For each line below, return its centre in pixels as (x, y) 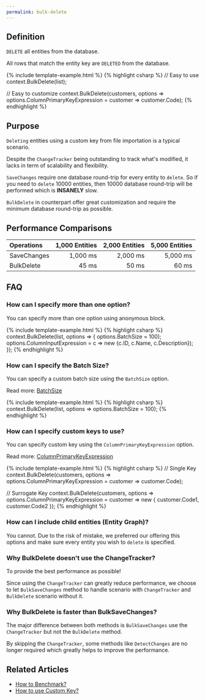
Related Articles (38, 669)
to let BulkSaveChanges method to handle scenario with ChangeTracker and (99, 589)
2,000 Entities (124, 246)
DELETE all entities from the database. (53, 51)
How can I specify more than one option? (68, 305)
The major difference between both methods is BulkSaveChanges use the (97, 625)
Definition (25, 37)
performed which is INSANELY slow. (52, 190)
